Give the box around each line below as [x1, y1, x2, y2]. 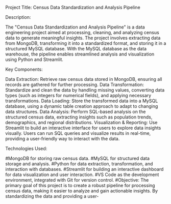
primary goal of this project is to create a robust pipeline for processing [5, 183, 155, 188]
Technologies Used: [5, 145, 47, 152]
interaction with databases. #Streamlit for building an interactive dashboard [5, 166, 164, 172]
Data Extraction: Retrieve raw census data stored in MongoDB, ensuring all [5, 76, 162, 82]
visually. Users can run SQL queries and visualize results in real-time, [5, 130, 151, 136]
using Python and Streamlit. [5, 56, 64, 63]
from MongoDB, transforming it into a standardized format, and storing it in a [5, 40, 166, 46]
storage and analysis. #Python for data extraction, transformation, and [5, 161, 153, 167]
